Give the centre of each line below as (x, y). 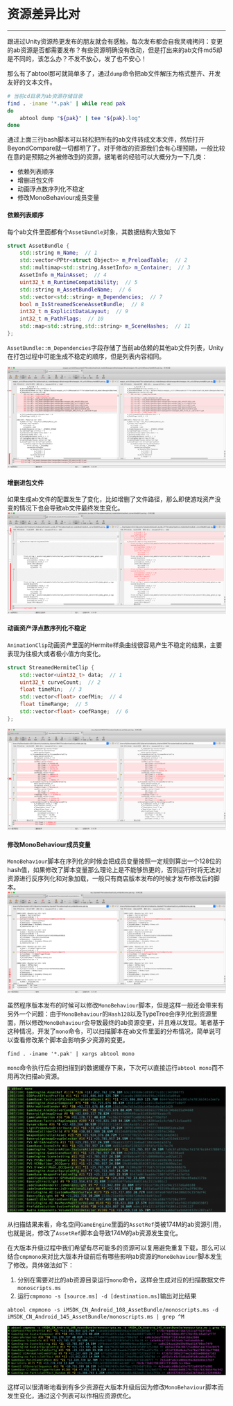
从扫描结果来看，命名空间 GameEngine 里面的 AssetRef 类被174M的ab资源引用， (116, 1224)
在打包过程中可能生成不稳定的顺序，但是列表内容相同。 (86, 356)
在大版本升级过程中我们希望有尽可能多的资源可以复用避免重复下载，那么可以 (116, 1248)
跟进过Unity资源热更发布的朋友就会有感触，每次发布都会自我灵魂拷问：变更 (115, 41)
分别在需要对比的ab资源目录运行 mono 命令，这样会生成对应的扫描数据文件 (121, 1280)
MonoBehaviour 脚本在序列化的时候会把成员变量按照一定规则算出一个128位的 (114, 861)
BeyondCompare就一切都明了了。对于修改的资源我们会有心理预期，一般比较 (116, 148)
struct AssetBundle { (38, 246)
